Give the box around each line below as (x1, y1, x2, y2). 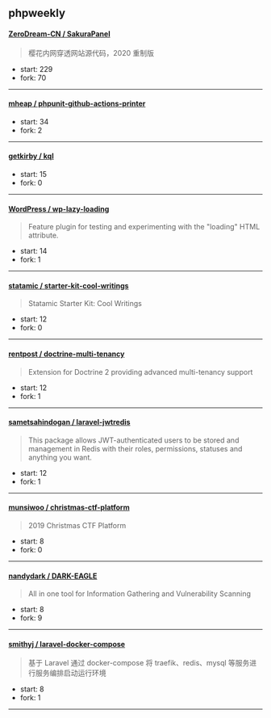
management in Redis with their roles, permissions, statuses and (27, 443, 243, 453)
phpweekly (8, 6, 66, 20)
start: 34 (19, 116, 49, 126)
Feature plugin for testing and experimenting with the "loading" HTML (27, 222, 261, 232)
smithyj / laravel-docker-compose (8, 639, 126, 649)
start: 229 (19, 64, 53, 73)
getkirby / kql (8, 151, 54, 161)
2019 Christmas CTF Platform (27, 521, 127, 531)
